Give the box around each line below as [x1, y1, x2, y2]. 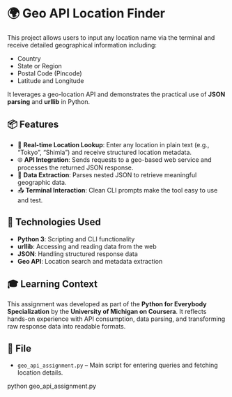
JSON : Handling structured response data [17, 249, 138, 258]
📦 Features [7, 119, 59, 130]
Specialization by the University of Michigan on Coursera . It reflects [7, 308, 207, 316]
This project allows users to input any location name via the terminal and [7, 33, 215, 42]
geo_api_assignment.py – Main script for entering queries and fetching [17, 361, 218, 370]
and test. [17, 196, 43, 204]
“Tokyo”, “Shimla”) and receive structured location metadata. [17, 148, 192, 156]
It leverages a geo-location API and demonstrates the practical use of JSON [7, 90, 226, 98]
